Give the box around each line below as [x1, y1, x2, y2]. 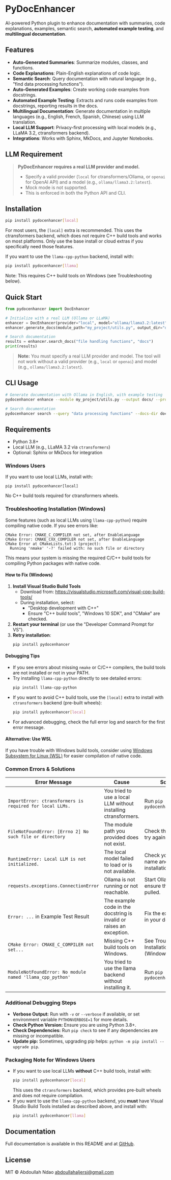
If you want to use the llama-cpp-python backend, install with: [5, 253, 134, 259]
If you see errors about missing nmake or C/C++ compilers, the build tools [12, 665, 166, 671]
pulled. [144, 889, 161, 896]
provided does [104, 834, 139, 841]
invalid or [104, 916, 126, 924]
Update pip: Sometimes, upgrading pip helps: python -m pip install [12, 1038, 158, 1044]
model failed [104, 855, 134, 862]
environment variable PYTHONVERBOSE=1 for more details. [12, 1016, 128, 1022]
